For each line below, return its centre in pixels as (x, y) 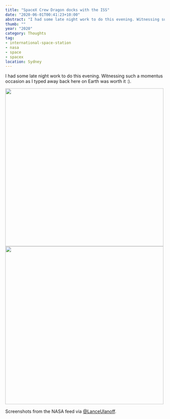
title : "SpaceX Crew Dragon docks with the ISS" (57, 10)
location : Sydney (24, 62)
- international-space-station (38, 43)
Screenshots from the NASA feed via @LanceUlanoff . (61, 411)
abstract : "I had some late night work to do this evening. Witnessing (82, 19)
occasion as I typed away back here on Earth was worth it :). (68, 81)
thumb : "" (16, 24)
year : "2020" (19, 29)
